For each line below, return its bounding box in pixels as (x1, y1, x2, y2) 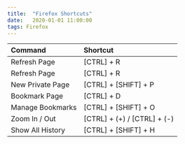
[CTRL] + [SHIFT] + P (83, 80, 154, 89)
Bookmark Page (11, 92, 64, 101)
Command (11, 45, 47, 55)
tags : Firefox (7, 23, 49, 30)
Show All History (11, 125, 65, 135)
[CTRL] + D (83, 92, 121, 101)
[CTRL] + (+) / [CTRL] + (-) (83, 114, 174, 124)
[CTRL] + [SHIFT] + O (83, 103, 156, 113)
